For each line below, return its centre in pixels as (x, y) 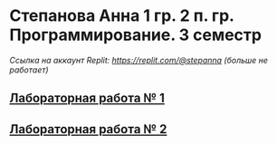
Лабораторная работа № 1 (87, 98)
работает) (29, 70)
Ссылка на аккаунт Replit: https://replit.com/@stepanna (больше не (139, 60)
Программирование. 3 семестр (136, 35)
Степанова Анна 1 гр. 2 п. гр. (122, 16)
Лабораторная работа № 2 (88, 129)
